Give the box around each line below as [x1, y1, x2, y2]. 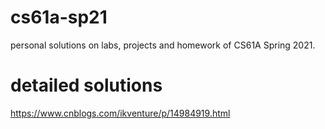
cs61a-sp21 [10, 6, 108, 29]
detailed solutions [10, 74, 163, 97]
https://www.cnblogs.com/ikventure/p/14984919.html [10, 107, 231, 119]
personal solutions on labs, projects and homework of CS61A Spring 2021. [10, 39, 316, 51]
